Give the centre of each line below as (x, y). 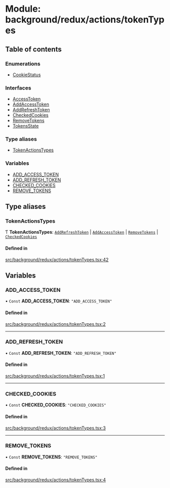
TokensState (26, 126)
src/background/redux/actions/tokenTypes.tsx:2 (56, 324)
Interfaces (18, 88)
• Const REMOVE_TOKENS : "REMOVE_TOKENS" (51, 457)
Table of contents (33, 49)
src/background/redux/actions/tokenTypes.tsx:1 (55, 376)
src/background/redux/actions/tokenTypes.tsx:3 (56, 428)
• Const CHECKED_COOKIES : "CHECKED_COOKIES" (56, 405)
